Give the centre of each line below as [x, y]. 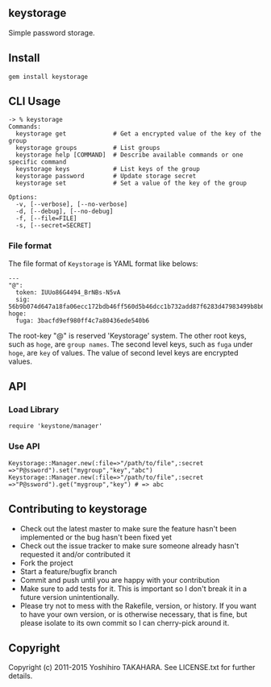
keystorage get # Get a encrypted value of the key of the [139, 134]
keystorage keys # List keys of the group [108, 169]
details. [21, 676]
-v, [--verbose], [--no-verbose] [72, 205]
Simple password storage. [52, 32]
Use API [24, 447]
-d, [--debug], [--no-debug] [65, 212]
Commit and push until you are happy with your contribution [120, 580]
